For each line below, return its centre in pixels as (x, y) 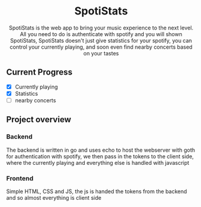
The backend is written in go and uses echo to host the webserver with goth (101, 150)
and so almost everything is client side (54, 197)
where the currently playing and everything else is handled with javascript (98, 162)
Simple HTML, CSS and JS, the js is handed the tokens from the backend (97, 191)
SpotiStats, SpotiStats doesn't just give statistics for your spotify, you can (101, 40)
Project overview (39, 119)
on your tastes (101, 53)
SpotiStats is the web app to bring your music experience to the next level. (101, 28)
